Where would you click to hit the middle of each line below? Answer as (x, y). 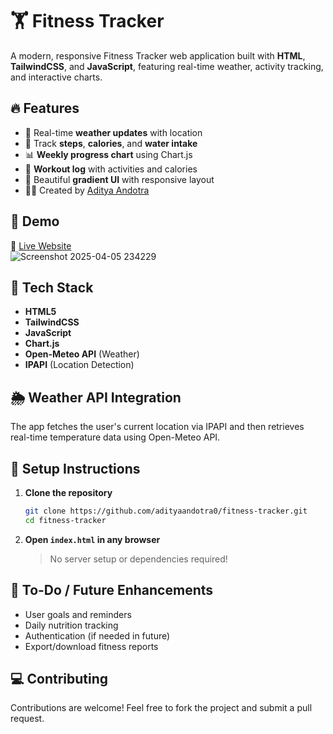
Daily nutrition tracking (71, 625)
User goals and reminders (78, 614)
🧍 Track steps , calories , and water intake (111, 143)
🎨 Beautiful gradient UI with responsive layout (119, 179)
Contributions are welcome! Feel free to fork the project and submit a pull (161, 708)
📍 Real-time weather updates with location (113, 132)
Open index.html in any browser (92, 539)
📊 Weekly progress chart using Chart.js (108, 154)
